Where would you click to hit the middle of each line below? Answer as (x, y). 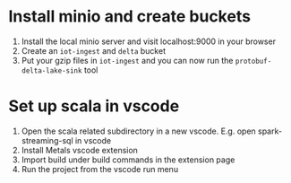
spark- (270, 131)
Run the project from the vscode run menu (100, 169)
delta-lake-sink (51, 70)
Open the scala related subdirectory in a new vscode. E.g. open (138, 131)
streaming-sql (47, 140)
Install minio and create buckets (130, 17)
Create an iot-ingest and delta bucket (94, 50)
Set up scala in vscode (94, 106)
